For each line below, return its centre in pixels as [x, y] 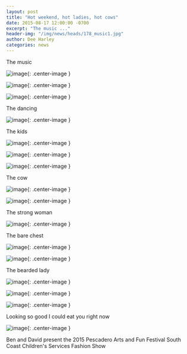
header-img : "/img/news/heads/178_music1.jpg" [65, 34]
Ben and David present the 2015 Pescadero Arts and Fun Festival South [94, 339]
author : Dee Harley [30, 39]
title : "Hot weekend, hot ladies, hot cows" [62, 17]
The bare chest [25, 235]
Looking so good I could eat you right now [58, 316]
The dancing [22, 108]
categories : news [28, 45]
